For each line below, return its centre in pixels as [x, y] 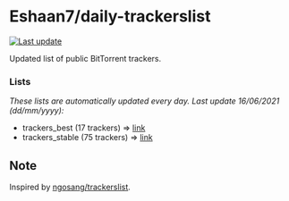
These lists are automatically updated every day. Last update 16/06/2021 [144, 101]
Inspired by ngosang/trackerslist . [70, 187]
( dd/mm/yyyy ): [37, 111]
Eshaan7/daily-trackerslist [110, 17]
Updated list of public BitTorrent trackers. [85, 58]
